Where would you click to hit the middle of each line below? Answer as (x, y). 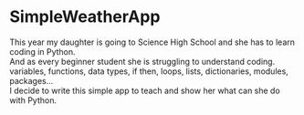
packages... (31, 80)
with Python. (33, 100)
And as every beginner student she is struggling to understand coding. (142, 61)
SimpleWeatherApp (85, 17)
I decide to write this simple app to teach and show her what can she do (145, 90)
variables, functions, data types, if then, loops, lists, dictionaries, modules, (149, 71)
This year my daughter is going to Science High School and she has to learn (152, 42)
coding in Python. (42, 51)
